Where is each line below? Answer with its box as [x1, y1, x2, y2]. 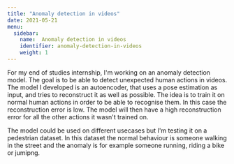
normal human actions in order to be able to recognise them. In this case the [7, 98, 227, 106]
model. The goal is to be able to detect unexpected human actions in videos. [7, 75, 228, 84]
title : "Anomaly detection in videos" [7, 10, 120, 17]
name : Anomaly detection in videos [20, 36, 127, 43]
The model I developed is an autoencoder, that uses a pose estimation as [7, 83, 218, 91]
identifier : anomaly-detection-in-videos [20, 43, 142, 50]
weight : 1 [20, 50, 49, 57]
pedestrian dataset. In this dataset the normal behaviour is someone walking [7, 133, 227, 142]
